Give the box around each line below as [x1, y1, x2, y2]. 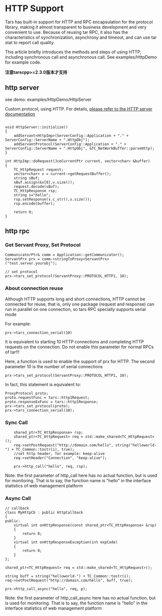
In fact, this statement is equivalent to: [5, 381, 81, 387]
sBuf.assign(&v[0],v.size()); [14, 180, 75, 185]
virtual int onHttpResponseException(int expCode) [14, 540, 118, 545]
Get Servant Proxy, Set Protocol [5, 242, 81, 248]
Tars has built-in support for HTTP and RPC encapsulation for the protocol [5, 19, 153, 25]
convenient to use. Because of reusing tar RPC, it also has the [5, 29, 128, 35]
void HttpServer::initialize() [5, 125, 68, 130]
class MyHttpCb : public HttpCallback [5, 510, 83, 515]
